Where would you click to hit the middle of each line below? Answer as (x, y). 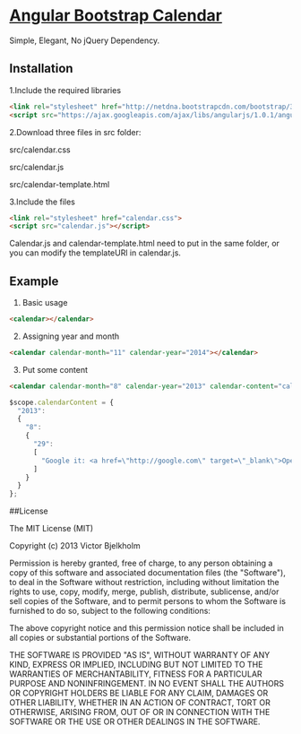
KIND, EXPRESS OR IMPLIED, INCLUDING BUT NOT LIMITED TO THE (136, 665)
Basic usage (45, 303)
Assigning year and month (71, 336)
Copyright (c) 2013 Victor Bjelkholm (75, 546)
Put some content (55, 369)
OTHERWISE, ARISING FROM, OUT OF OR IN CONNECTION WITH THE (140, 712)
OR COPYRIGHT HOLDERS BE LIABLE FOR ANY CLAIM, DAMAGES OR (139, 693)
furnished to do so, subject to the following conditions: (110, 611)
